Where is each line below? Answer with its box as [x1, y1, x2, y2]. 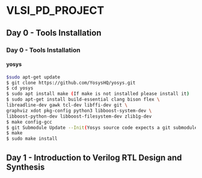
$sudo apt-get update [6, 74, 61, 80]
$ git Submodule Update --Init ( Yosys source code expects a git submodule [6, 124, 198, 130]
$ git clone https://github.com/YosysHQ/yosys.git [6, 80, 136, 86]
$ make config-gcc [6, 119, 52, 125]
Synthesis [6, 162, 45, 172]
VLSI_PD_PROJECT [6, 4, 105, 17]
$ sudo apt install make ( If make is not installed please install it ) [6, 91, 189, 97]
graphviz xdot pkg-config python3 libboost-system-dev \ [6, 107, 152, 113]
